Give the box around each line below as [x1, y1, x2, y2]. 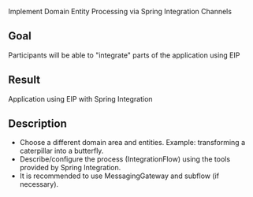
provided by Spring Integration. [19, 163, 121, 173]
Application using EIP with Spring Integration [8, 94, 153, 103]
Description [8, 117, 67, 131]
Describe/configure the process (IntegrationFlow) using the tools [19, 154, 231, 164]
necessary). [19, 180, 59, 189]
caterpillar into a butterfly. [19, 146, 104, 156]
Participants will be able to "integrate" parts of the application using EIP [8, 50, 240, 60]
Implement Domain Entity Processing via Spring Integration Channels [8, 7, 233, 16]
